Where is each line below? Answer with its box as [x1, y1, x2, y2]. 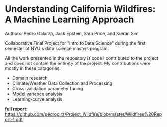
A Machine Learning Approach [5, 14, 134, 25]
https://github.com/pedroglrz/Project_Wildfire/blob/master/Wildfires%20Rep [5, 111, 162, 117]
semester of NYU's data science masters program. [5, 45, 109, 51]
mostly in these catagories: [5, 65, 61, 71]
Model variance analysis [12, 91, 63, 97]
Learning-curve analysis [12, 96, 63, 102]
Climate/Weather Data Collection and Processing [12, 80, 113, 86]
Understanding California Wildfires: [5, 3, 156, 15]
